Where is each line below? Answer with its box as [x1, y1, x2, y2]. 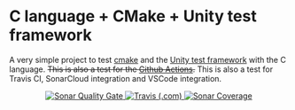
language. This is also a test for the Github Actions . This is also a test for [9, 64, 273, 75]
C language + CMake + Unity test [9, 6, 257, 27]
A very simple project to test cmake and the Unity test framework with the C [9, 54, 286, 65]
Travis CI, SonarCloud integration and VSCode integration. [9, 73, 222, 83]
